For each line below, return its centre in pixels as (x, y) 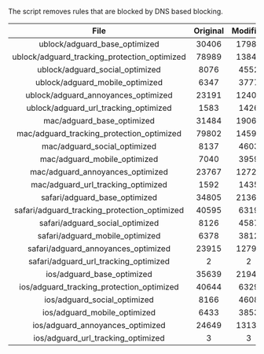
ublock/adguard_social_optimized (99, 70)
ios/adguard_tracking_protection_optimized (99, 287)
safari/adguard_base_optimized (99, 197)
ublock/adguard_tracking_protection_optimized (99, 57)
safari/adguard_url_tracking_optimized (99, 261)
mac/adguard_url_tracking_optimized (99, 184)
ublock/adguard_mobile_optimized (99, 82)
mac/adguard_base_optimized (99, 121)
